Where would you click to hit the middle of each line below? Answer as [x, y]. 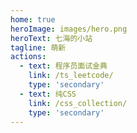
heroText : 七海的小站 [51, 38]
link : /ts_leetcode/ [71, 76]
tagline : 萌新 [38, 47]
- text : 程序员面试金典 [63, 66]
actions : [28, 57]
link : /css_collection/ [78, 103]
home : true [33, 19]
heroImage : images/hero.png [69, 29]
